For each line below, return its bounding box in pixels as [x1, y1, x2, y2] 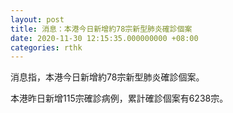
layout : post [10, 14, 65, 25]
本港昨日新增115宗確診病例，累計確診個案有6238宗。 [10, 92, 229, 105]
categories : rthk [10, 42, 83, 53]
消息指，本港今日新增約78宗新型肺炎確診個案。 [10, 71, 205, 83]
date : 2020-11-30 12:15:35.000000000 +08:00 [10, 33, 199, 43]
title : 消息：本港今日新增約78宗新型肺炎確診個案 [10, 24, 193, 34]
